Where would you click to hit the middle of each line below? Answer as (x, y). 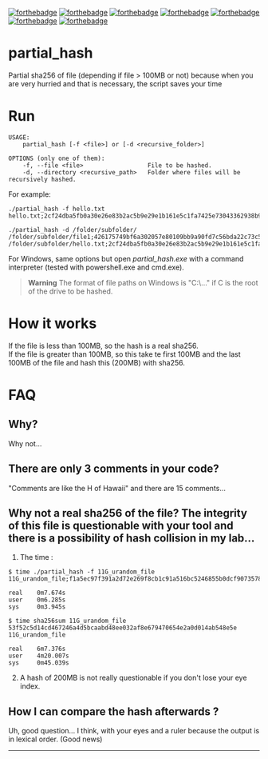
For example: (30, 194)
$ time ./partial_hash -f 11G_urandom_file (82, 572)
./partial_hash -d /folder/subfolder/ (73, 230)
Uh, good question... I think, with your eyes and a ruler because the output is (134, 731)
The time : (36, 557)
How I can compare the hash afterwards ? (114, 711)
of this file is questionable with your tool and (121, 526)
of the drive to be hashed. (70, 291)
